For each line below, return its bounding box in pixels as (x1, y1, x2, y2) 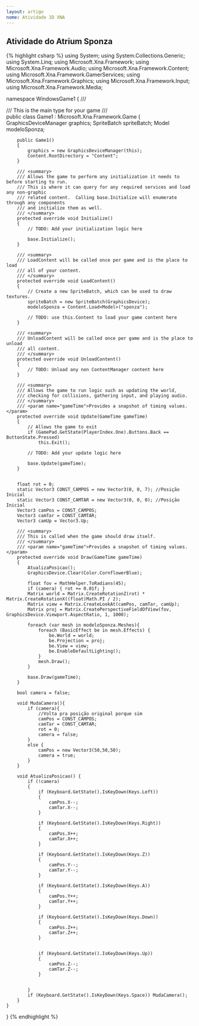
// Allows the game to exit (27, 424, 97, 430)
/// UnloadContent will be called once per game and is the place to (17, 335, 194, 341)
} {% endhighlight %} (6, 1013, 58, 1021)
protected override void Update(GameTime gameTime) (17, 413, 148, 420)
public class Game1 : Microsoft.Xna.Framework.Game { (6, 113, 141, 120)
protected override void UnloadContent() (17, 356, 121, 362)
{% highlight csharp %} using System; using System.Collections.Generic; (6, 52, 186, 60)
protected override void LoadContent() (17, 278, 116, 284)
